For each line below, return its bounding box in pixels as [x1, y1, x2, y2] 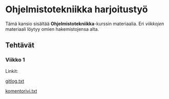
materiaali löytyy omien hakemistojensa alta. [5, 26, 99, 32]
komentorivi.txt [5, 88, 37, 94]
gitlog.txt [5, 78, 25, 84]
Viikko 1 [5, 56, 25, 64]
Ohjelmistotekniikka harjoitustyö [5, 4, 148, 15]
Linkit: [5, 68, 18, 74]
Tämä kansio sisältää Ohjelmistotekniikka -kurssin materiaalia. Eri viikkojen [5, 21, 164, 27]
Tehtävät [5, 41, 34, 50]
